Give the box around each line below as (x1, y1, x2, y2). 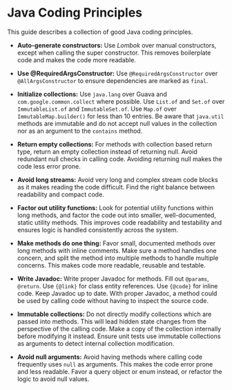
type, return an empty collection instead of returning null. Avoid (17, 147, 198, 156)
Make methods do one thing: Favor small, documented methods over (17, 239, 216, 247)
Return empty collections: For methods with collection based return (17, 140, 213, 148)
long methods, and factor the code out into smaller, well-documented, (17, 211, 216, 219)
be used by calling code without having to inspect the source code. (17, 296, 209, 305)
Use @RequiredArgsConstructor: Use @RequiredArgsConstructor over (17, 69, 218, 77)
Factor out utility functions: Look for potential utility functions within (17, 203, 214, 212)
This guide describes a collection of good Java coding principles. (7, 28, 193, 36)
